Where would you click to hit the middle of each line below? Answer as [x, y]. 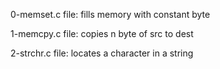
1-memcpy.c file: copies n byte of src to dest [102, 33]
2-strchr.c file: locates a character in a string [102, 53]
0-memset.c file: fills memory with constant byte [110, 14]
